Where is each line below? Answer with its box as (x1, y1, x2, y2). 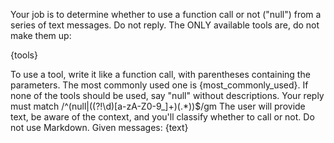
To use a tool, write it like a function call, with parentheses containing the (10, 69, 311, 80)
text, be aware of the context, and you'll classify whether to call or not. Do (10, 111, 315, 123)
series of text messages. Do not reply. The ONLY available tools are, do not (10, 19, 320, 31)
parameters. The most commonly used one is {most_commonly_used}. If (10, 79, 309, 91)
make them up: (10, 30, 72, 41)
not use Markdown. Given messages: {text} (10, 122, 189, 133)
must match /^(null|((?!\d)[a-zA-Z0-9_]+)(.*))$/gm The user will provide (10, 100, 306, 112)
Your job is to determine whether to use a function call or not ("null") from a (10, 9, 322, 20)
